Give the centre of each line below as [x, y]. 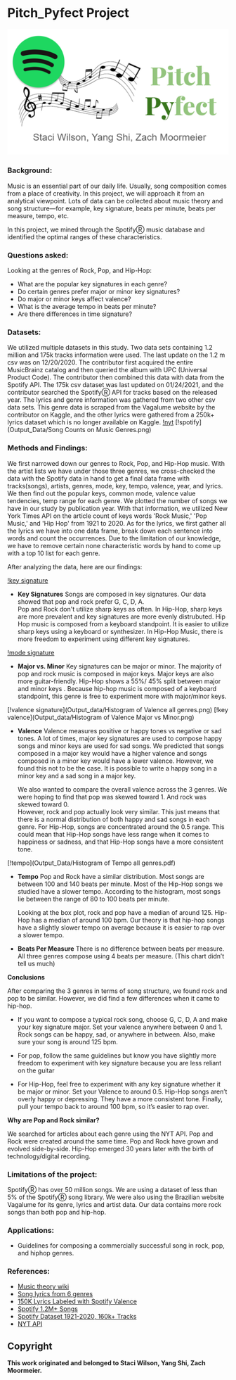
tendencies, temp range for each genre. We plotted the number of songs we [117, 500]
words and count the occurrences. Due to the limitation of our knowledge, [114, 538]
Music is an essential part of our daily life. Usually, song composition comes [117, 186]
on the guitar [36, 1070]
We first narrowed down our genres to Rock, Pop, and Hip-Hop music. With [116, 463]
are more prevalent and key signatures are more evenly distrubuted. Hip [122, 616]
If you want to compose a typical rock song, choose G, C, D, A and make [122, 1019]
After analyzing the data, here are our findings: [75, 566]
